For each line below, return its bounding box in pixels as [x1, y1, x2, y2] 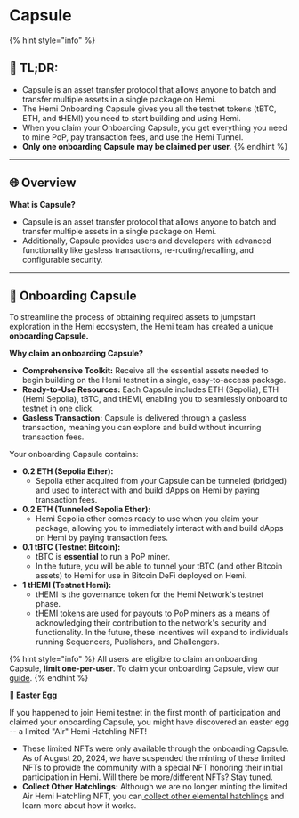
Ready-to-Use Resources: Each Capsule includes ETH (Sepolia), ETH [21, 384, 279, 395]
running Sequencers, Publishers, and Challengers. [35, 636, 220, 647]
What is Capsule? [9, 199, 76, 209]
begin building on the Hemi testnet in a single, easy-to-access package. [21, 375, 287, 386]
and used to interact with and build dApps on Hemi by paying [35, 485, 260, 495]
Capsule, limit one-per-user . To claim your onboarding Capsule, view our [9, 663, 279, 674]
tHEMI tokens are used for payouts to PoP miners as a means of [35, 608, 270, 619]
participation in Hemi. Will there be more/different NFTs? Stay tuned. [21, 772, 273, 782]
